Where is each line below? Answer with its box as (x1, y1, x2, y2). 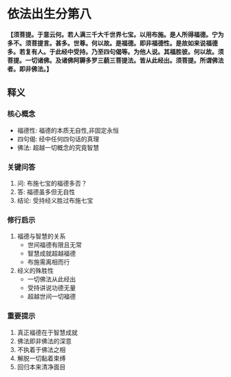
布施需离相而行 (27, 258, 70, 266)
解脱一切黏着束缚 (16, 354, 66, 362)
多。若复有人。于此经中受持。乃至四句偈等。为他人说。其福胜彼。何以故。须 (7, 47, 224, 56)
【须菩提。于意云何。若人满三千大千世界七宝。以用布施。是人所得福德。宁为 (7, 30, 224, 39)
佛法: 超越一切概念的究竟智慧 (16, 143, 100, 151)
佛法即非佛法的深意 (16, 336, 72, 345)
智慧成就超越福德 (27, 249, 76, 258)
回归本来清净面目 (16, 363, 66, 371)
